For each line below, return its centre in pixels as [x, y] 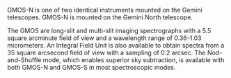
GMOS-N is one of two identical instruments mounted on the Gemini [105, 10]
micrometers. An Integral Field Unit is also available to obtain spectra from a [116, 45]
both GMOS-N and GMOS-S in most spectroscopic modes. [91, 67]
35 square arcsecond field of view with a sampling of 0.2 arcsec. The [106, 52]
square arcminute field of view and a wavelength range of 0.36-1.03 [104, 38]
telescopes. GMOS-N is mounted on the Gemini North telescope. [100, 17]
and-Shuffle [24, 60]
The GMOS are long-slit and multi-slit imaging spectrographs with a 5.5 [109, 31]
